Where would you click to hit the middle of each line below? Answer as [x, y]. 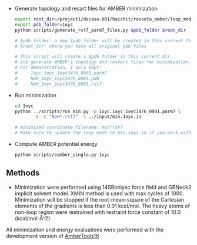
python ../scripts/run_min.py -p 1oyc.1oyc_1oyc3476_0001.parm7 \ [98, 111]
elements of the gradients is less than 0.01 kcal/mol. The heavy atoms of [102, 206]
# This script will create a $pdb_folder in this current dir [92, 57]
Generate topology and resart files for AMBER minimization [86, 8]
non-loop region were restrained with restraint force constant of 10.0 [98, 212]
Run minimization [36, 95]
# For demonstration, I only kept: [58, 68]
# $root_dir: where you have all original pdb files [81, 46]
